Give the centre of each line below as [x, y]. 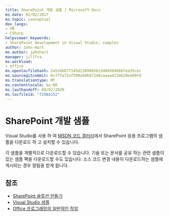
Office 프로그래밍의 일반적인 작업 [45, 209]
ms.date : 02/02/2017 [27, 15]
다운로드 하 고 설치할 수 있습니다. [47, 142]
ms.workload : [19, 62]
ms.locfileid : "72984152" [32, 94]
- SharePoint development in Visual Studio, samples [62, 43]
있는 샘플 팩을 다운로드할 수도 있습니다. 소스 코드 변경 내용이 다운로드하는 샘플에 [84, 159]
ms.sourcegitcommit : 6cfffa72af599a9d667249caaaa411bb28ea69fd [73, 76]
